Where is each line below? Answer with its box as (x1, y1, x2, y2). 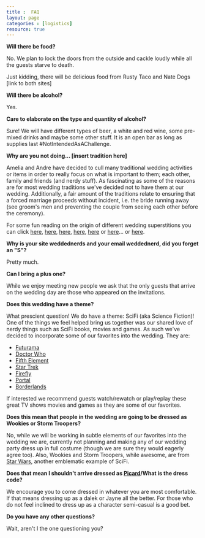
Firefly (15, 370, 32, 377)
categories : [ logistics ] (6, 20, 72, 26)
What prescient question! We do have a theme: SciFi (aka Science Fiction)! (6, 312, 195, 320)
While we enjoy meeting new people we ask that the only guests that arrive (6, 282, 196, 290)
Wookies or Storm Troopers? (6, 420, 81, 427)
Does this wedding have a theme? (6, 301, 94, 308)
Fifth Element (15, 357, 49, 364)
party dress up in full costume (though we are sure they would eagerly (6, 445, 184, 452)
